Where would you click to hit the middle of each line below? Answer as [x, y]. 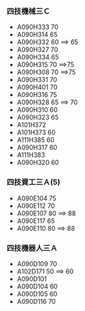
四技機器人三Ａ [32, 248]
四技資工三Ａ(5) [34, 182]
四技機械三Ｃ [29, 11]
